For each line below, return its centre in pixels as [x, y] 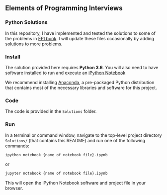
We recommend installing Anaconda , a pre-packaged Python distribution [80, 82]
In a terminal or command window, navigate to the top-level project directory [83, 135]
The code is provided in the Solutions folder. [51, 111]
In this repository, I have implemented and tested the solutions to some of [80, 33]
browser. [14, 188]
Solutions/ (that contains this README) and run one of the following [75, 140]
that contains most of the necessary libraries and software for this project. [81, 88]
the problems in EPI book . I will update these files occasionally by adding [80, 38]
